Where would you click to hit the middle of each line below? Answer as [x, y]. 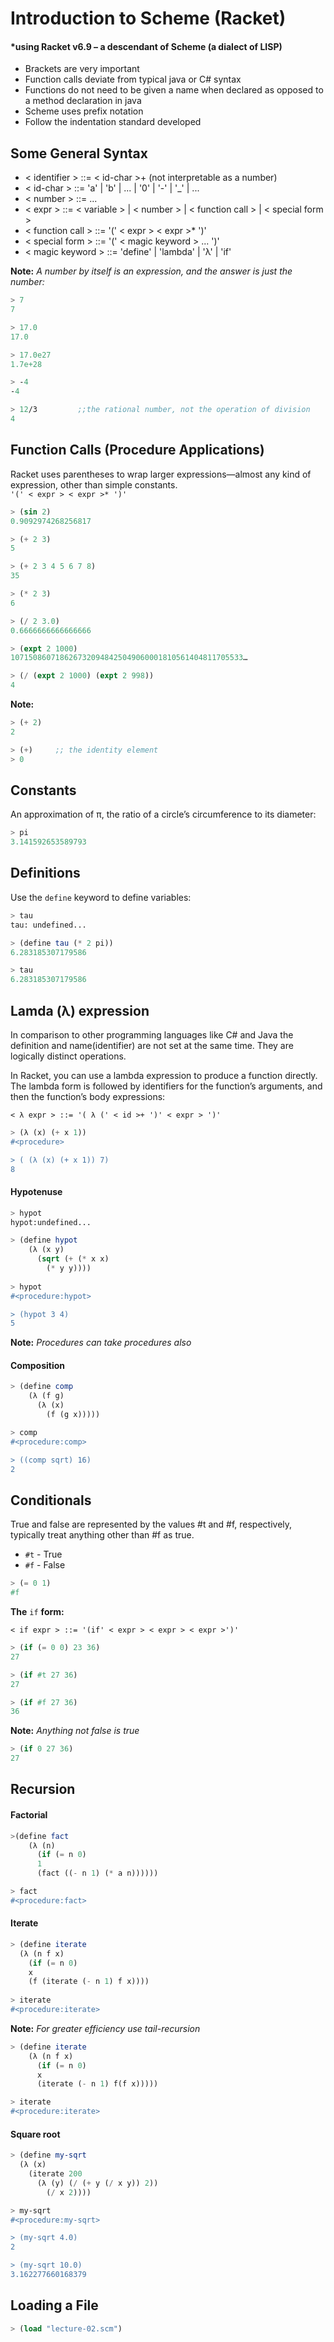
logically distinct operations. [68, 1056]
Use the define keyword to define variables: [101, 897]
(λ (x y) [46, 1250]
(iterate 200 [55, 2174]
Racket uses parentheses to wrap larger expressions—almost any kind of [161, 474]
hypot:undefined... [51, 1222]
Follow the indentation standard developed [113, 122]
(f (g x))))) [73, 1415]
